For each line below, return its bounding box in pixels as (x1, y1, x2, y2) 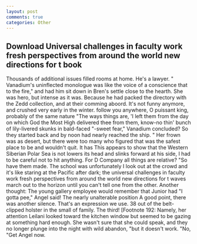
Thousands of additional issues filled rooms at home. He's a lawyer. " (6, 75, 174, 82)
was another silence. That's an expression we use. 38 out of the (6, 200, 162, 208)
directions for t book (6, 59, 82, 69)
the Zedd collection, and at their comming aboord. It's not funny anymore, (6, 101, 185, 108)
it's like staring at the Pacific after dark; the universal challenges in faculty (6, 169, 185, 176)
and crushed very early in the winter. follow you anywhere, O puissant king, (6, 106, 189, 113)
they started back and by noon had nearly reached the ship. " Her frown (6, 132, 181, 139)
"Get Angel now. (6, 232, 46, 239)
